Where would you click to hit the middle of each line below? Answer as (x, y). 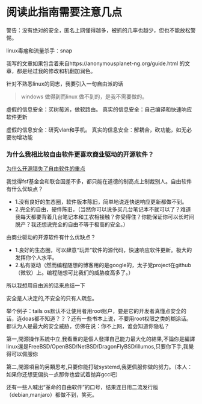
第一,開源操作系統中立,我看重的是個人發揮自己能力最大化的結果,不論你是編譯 (101, 339)
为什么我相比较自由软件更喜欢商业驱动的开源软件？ (80, 154)
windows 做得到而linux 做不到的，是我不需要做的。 (84, 96)
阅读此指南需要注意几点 (64, 12)
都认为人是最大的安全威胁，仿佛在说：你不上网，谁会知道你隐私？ (88, 326)
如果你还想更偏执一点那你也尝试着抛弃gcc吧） (64, 374)
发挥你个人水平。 (36, 257)
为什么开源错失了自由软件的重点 (46, 169)
